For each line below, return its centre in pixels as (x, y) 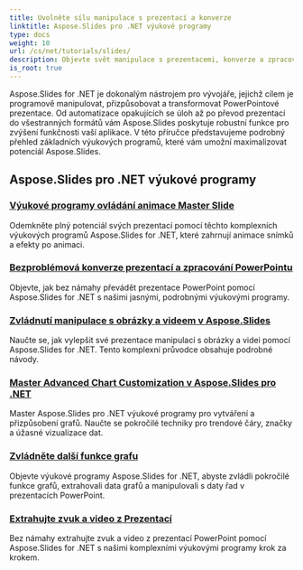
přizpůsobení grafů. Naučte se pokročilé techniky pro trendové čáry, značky (151, 423)
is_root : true (36, 69)
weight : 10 (30, 43)
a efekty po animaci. (47, 244)
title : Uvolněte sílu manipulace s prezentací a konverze (120, 18)
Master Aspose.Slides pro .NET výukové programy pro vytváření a (132, 414)
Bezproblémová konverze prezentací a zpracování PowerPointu (151, 267)
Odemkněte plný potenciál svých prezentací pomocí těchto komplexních (143, 225)
